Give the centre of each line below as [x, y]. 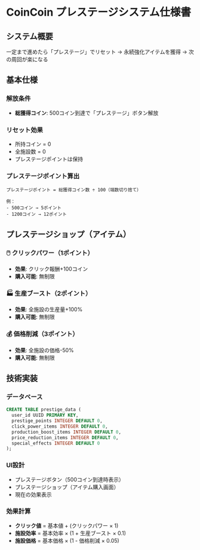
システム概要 [30, 36]
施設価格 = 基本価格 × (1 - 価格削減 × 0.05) [67, 540]
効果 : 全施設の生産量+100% [49, 309]
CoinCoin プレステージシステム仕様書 [99, 12]
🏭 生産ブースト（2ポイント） [49, 293]
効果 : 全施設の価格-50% [44, 350]
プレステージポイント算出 [43, 176]
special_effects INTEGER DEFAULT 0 [56, 443]
